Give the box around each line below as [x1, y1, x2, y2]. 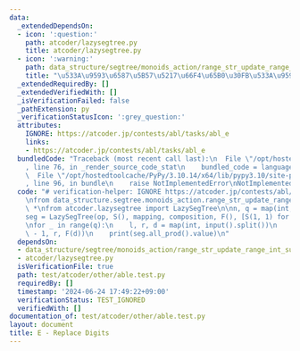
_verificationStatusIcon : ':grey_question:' [17, 113, 186, 121]
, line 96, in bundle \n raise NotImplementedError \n [25, 180, 238, 188]
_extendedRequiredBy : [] [17, 79, 110, 88]
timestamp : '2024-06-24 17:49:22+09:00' [17, 287, 170, 296]
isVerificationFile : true [17, 263, 114, 272]
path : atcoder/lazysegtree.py [25, 38, 138, 47]
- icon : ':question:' [17, 29, 98, 38]
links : [25, 138, 50, 146]
